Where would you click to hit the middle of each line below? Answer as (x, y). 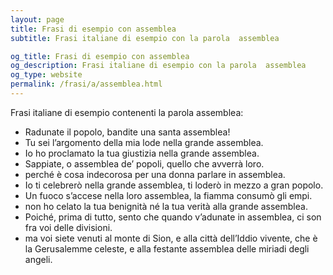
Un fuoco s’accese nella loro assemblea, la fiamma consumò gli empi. (168, 195)
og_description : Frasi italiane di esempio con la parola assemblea (158, 66)
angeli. (38, 259)
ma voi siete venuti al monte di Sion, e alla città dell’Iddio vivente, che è (171, 238)
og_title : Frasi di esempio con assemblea (100, 56)
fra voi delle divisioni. (68, 227)
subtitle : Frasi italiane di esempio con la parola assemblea (145, 38)
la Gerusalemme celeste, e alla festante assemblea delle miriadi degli (167, 248)
